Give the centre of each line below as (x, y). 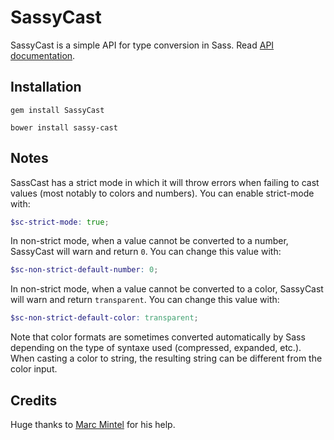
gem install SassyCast (57, 110)
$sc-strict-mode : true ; (60, 222)
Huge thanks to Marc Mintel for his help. (93, 424)
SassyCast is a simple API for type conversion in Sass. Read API (142, 45)
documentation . (43, 55)
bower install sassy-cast (64, 127)
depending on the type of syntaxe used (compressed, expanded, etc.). (156, 348)
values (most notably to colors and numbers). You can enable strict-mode (162, 193)
